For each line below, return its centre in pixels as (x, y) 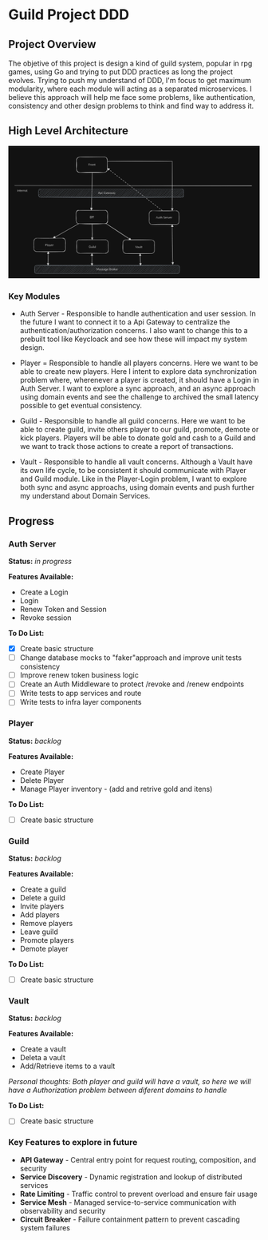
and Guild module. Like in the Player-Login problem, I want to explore (133, 479)
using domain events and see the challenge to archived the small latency (139, 397)
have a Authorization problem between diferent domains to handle (118, 1090)
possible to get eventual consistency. (81, 406)
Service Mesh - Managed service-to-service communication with (128, 1202)
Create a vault (43, 1049)
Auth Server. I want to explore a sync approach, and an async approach (138, 388)
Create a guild (43, 889)
